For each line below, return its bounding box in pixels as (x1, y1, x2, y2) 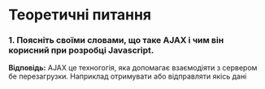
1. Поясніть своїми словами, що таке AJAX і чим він (8, 35, 224, 46)
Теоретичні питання (8, 6, 152, 24)
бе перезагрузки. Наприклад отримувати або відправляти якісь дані (8, 71, 247, 82)
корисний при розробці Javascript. (8, 44, 154, 56)
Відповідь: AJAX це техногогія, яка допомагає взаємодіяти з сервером (8, 63, 258, 73)
